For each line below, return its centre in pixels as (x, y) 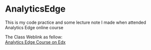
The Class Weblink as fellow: (34, 37)
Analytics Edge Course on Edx (35, 42)
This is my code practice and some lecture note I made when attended (76, 22)
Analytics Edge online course (34, 27)
